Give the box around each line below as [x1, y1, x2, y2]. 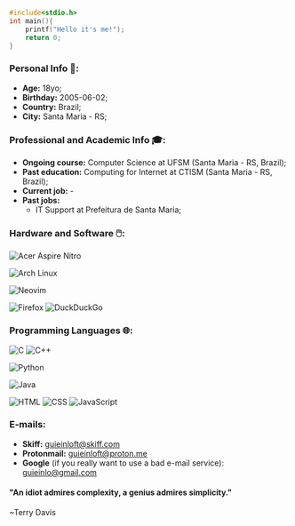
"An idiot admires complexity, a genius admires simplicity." [9, 487, 233, 498]
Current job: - [21, 185, 74, 195]
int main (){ [9, 16, 53, 26]
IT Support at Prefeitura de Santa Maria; [35, 204, 182, 215]
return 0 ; [25, 33, 62, 42]
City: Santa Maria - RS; [21, 111, 108, 122]
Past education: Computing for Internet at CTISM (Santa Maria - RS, [21, 166, 273, 177]
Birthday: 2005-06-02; [21, 92, 108, 102]
